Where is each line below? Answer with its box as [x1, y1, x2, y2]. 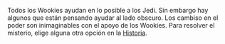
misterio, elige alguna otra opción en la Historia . [7, 28, 147, 37]
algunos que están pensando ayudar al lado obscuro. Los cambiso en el [7, 13, 219, 22]
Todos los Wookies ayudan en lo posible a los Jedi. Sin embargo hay [7, 6, 209, 14]
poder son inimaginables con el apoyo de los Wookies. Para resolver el [7, 21, 215, 29]
